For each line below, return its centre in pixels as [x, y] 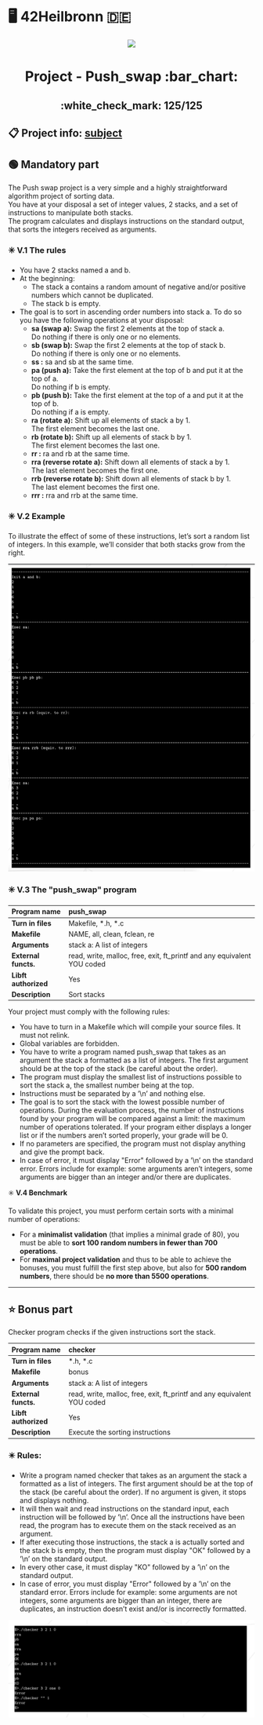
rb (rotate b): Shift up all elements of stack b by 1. [111, 437]
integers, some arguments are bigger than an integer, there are [121, 1601]
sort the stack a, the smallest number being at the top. [106, 1085]
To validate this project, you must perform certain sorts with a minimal [121, 1211]
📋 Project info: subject [65, 133]
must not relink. [45, 1036]
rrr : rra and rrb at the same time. [85, 495]
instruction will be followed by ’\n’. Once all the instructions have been [132, 1517]
